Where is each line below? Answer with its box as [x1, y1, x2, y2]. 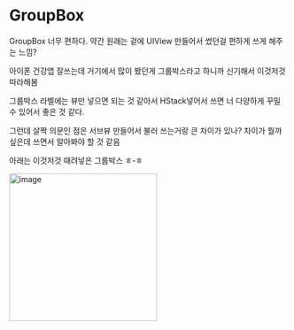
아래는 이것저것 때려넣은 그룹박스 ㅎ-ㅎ [9, 155, 143, 165]
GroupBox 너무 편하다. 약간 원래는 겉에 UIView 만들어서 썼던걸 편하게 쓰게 [9, 35, 267, 46]
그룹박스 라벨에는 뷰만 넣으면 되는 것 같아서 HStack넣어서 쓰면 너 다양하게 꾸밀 [9, 95, 282, 106]
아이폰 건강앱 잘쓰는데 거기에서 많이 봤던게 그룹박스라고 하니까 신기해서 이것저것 [9, 65, 286, 76]
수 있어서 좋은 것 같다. [9, 106, 85, 117]
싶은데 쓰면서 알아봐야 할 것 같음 [9, 136, 121, 147]
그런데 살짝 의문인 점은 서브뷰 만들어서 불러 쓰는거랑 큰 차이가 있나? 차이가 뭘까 [9, 125, 282, 135]
